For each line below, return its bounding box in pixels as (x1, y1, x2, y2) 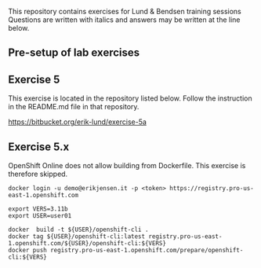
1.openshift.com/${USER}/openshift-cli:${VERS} (8, 240, 167, 248)
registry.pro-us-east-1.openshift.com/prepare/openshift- (49, 247, 244, 255)
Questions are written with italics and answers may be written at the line (8, 15, 241, 24)
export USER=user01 (8, 212, 72, 220)
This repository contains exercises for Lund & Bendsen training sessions (8, 7, 241, 16)
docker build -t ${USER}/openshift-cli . (8, 226, 149, 234)
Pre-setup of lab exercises (8, 46, 140, 60)
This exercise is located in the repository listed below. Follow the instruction (8, 94, 252, 103)
